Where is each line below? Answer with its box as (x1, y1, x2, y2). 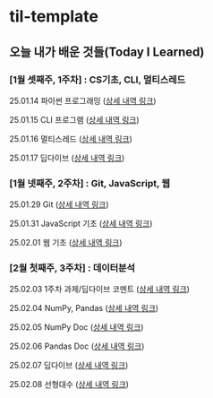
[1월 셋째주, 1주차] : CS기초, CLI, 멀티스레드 (9, 74, 186, 86)
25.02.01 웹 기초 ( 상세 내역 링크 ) (9, 238, 123, 248)
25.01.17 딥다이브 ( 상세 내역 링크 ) (9, 152, 125, 163)
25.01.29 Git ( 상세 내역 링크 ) (9, 199, 109, 210)
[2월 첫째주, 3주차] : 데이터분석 (9, 262, 136, 274)
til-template (9, 6, 98, 27)
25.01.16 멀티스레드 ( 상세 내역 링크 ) (9, 133, 132, 144)
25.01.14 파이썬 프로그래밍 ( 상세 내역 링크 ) (9, 95, 157, 106)
